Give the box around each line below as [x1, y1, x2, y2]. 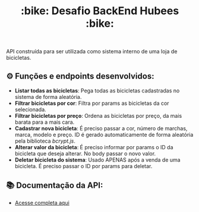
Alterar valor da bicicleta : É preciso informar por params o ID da [14, 143, 173, 150]
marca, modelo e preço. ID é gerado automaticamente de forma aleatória [14, 131, 194, 138]
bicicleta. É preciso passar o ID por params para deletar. [14, 162, 153, 169]
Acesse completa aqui [14, 199, 70, 206]
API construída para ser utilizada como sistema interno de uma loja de [6, 47, 178, 54]
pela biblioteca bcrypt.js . [14, 137, 75, 144]
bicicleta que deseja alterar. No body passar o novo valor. [14, 150, 156, 157]
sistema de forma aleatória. [14, 93, 82, 100]
